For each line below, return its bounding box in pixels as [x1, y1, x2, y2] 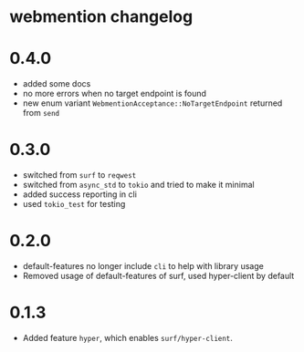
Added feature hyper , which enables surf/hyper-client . [22, 332, 233, 343]
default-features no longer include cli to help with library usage [22, 261, 265, 271]
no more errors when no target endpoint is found [22, 88, 207, 99]
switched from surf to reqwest [22, 170, 137, 181]
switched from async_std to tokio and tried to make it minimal [22, 180, 255, 191]
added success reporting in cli [22, 189, 137, 200]
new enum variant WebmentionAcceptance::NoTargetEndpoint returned [22, 98, 283, 109]
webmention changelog [9, 6, 194, 27]
